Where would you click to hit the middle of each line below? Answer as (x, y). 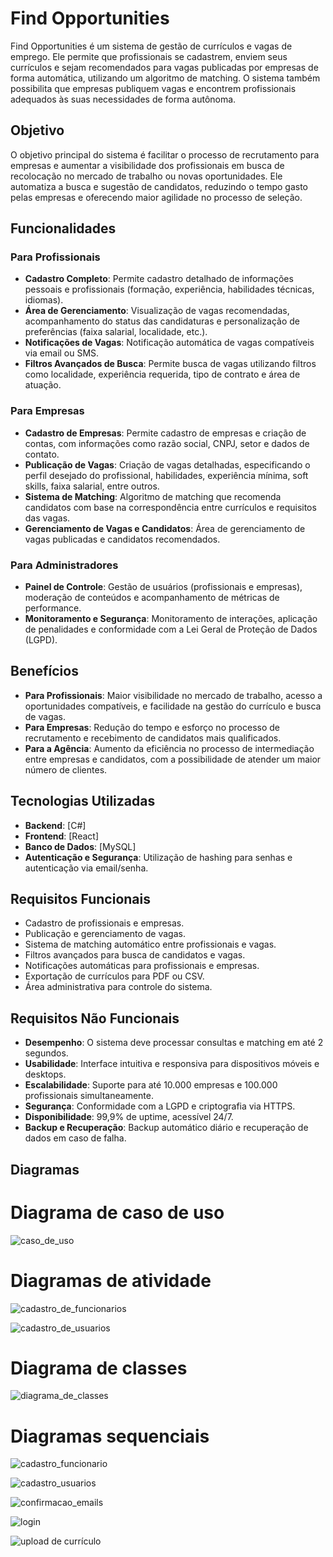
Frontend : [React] (62, 836)
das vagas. (47, 518)
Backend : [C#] (55, 825)
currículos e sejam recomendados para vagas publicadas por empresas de (164, 67)
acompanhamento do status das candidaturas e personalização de (162, 321)
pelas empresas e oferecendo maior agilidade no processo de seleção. (156, 197)
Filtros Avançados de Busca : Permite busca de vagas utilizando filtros (170, 364)
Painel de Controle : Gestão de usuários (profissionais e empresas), (163, 587)
